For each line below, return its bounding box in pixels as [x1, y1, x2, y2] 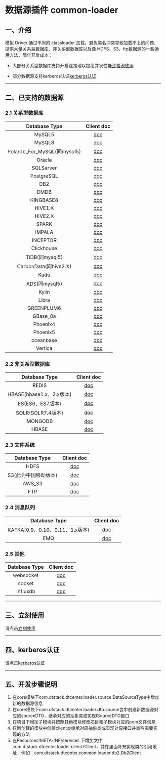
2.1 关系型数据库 [5, 110, 43, 117]
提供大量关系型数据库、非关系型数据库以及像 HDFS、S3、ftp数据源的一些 [5, 46, 155, 52]
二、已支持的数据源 [5, 93, 64, 102]
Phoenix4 [33, 321, 55, 328]
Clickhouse [31, 245, 58, 252]
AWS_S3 [22, 480, 43, 487]
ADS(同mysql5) [26, 280, 63, 287]
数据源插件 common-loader [5, 4, 119, 16]
